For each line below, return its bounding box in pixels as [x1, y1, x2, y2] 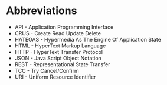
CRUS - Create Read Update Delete [14, 29, 101, 36]
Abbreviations [6, 4, 77, 18]
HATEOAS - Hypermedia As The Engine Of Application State [14, 36, 161, 43]
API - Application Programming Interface [14, 23, 114, 30]
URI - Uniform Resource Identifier [14, 73, 96, 80]
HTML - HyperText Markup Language [14, 42, 106, 49]
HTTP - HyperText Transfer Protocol [14, 48, 103, 55]
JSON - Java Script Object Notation [14, 55, 101, 62]
